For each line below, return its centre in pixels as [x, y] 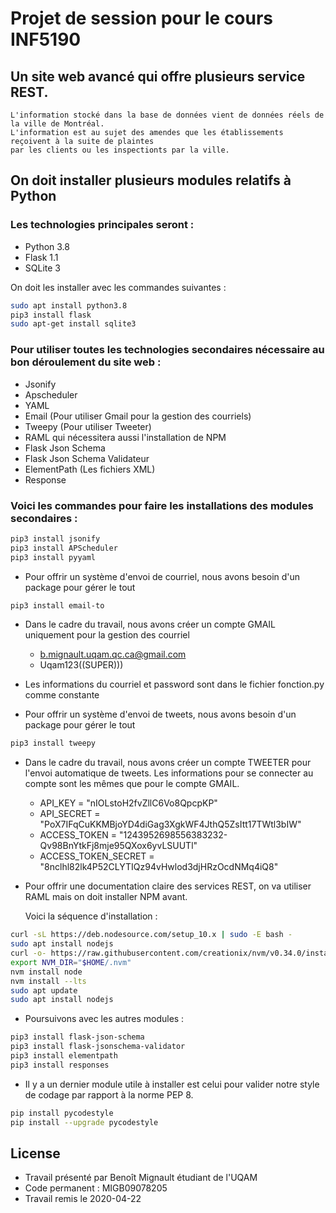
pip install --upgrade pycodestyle [84, 1122]
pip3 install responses [60, 1065]
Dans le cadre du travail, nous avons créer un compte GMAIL [150, 624]
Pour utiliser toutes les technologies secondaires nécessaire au [167, 350]
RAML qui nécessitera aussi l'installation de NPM [125, 437]
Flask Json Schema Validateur [87, 458]
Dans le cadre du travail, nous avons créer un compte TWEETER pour [168, 763]
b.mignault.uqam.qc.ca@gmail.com [113, 654]
